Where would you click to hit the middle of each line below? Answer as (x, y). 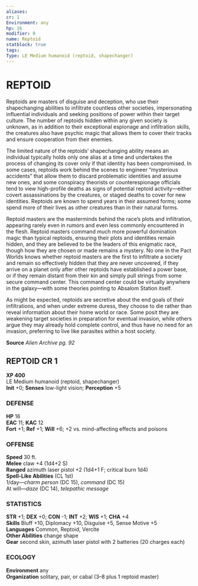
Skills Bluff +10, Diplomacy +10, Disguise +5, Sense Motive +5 (82, 523)
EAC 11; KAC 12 (25, 422)
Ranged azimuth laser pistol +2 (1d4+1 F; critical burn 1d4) (77, 469)
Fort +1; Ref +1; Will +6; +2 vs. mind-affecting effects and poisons (87, 429)
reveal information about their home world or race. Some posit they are (92, 312)
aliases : (17, 12)
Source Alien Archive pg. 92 (40, 342)
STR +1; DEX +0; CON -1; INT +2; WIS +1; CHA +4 (67, 517)
